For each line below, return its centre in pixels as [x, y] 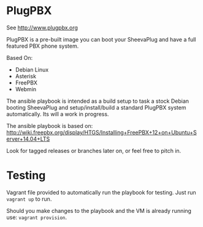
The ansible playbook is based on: [50, 125]
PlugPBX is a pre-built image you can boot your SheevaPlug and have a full [101, 39]
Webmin [26, 89]
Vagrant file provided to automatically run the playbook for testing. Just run [101, 192]
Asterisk [26, 76]
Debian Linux [32, 69]
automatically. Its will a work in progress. [58, 114]
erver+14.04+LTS [28, 139]
